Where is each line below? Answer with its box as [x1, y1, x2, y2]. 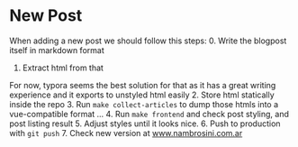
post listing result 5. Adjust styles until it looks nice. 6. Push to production [9, 118, 281, 129]
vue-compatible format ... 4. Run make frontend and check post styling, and [9, 108, 290, 119]
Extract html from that [22, 62, 104, 73]
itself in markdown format [9, 44, 105, 55]
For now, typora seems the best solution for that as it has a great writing [9, 79, 276, 90]
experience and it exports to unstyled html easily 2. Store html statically [9, 89, 275, 100]
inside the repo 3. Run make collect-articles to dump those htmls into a [9, 98, 279, 109]
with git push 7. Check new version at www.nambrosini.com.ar [9, 127, 243, 138]
